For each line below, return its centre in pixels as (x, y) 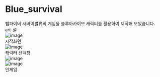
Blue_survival (34, 9)
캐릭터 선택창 (18, 53)
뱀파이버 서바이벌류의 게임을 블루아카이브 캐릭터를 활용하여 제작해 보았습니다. (80, 23)
